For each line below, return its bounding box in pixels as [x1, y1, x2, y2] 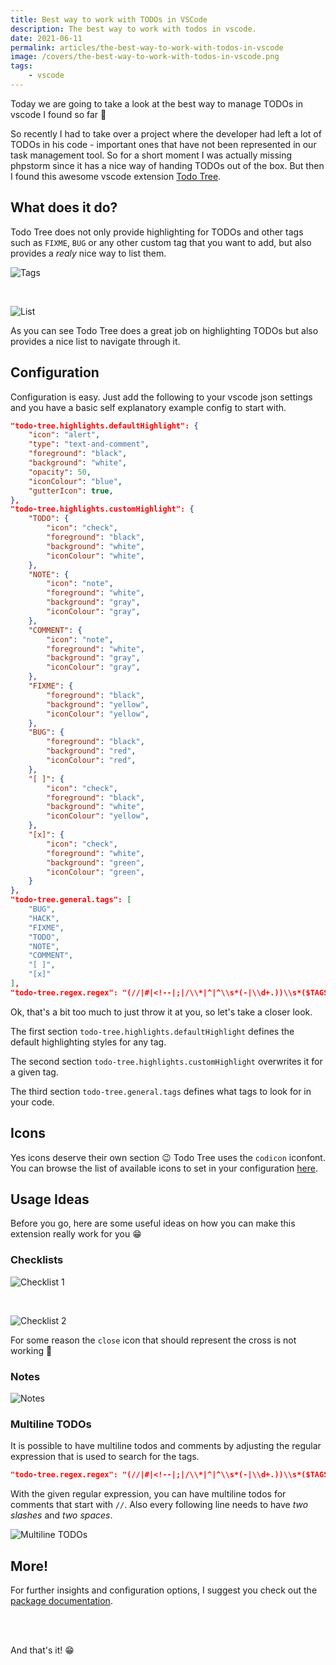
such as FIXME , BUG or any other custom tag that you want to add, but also [10, 236, 312, 248]
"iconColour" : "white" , [46, 551, 145, 561]
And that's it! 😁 [10, 1644, 75, 1656]
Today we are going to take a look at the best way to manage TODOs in [10, 97, 303, 110]
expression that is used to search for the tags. [10, 1451, 200, 1463]
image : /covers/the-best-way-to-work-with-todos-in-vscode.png [10, 52, 280, 62]
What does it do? [10, 199, 118, 216]
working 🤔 [10, 1344, 53, 1356]
